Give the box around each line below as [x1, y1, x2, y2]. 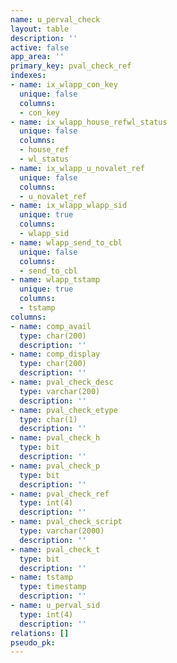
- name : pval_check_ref [10, 489, 110, 499]
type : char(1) [19, 414, 78, 425]
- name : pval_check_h [10, 433, 101, 443]
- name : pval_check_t [10, 544, 101, 555]
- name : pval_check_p [10, 461, 101, 471]
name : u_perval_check [10, 14, 101, 25]
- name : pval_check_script [10, 517, 123, 527]
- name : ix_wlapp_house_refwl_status [10, 117, 168, 127]
